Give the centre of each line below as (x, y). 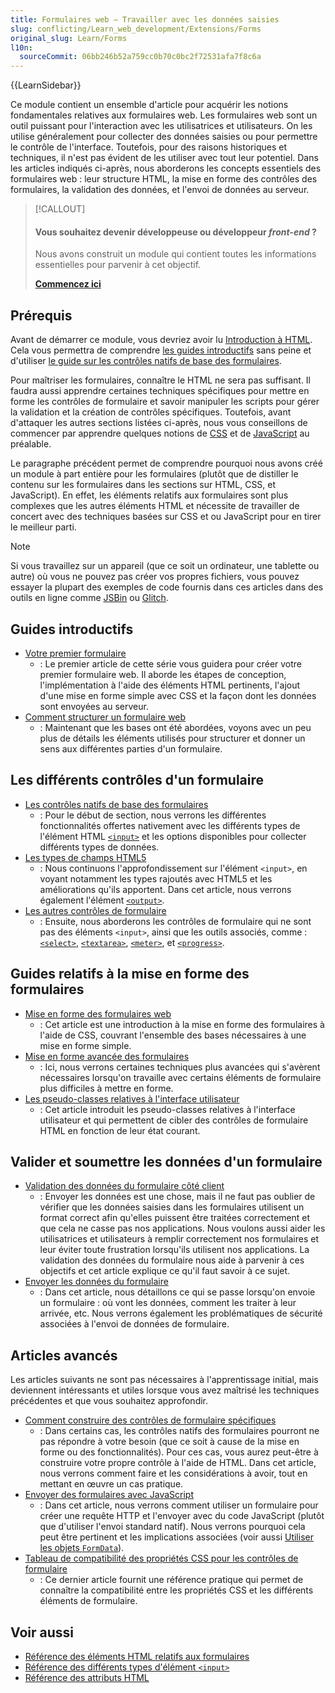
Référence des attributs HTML (87, 1678)
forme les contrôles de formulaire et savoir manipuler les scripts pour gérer (165, 402)
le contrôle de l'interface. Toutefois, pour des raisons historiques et (148, 147)
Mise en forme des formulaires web (98, 1013)
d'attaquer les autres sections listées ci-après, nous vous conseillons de (159, 423)
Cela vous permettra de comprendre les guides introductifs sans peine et (161, 350)
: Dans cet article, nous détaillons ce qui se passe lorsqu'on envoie (177, 1292)
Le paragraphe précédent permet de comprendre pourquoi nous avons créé (166, 463)
